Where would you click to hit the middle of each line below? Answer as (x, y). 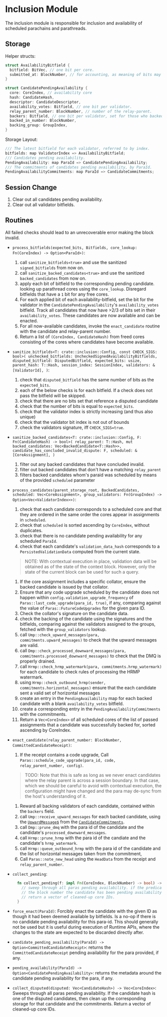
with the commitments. (43, 714)
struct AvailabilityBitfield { (38, 65)
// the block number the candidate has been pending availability (92, 892)
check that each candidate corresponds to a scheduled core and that (90, 509)
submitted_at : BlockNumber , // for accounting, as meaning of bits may (85, 74)
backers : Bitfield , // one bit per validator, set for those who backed (86, 116)
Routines (19, 220)
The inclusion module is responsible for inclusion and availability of (74, 23)
